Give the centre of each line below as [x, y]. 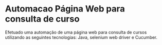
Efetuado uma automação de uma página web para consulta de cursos [76, 32]
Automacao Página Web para [65, 9]
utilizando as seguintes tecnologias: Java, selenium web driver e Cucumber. [81, 37]
